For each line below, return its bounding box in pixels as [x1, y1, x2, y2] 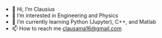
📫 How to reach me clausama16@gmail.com [11, 25, 122, 32]
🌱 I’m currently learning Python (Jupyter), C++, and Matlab [11, 18, 157, 25]
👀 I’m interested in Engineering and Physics [11, 12, 119, 19]
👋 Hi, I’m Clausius [11, 6, 55, 12]
